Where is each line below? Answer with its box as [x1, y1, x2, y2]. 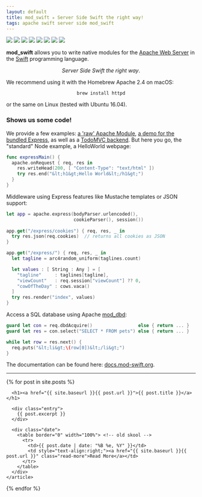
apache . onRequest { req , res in [11, 160, 93, 166]
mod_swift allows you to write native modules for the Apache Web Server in [6, 49, 195, 56]
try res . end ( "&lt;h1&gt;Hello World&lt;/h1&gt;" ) [17, 171, 144, 177]
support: [6, 199, 28, 207]
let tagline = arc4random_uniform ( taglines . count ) [11, 255, 141, 262]
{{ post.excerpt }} [17, 411, 66, 417]
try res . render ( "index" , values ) [11, 295, 96, 301]
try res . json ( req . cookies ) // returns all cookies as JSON [11, 233, 165, 240]
